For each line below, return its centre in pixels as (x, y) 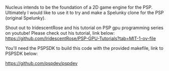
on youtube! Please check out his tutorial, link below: (60, 33)
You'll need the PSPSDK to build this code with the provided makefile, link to (84, 48)
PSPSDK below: (22, 53)
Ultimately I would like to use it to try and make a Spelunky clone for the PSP (84, 13)
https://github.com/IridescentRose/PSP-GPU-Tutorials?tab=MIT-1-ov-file (81, 38)
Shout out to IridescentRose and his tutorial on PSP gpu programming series (84, 28)
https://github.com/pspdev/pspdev (41, 63)
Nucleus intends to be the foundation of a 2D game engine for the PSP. (79, 7)
